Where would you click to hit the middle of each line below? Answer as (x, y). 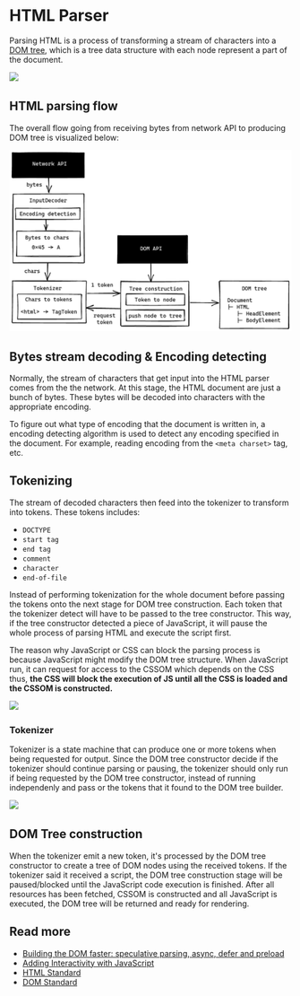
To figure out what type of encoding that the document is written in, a (137, 424)
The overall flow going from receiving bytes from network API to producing (148, 127)
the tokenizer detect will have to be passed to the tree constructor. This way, (150, 613)
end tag (36, 549)
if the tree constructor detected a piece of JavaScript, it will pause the (138, 623)
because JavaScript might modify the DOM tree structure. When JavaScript (149, 660)
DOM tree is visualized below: (64, 137)
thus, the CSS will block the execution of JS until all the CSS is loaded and (149, 678)
